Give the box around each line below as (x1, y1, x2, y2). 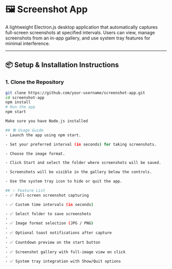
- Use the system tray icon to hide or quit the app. (5, 179, 123, 184)
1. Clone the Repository (5, 78, 64, 86)
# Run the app (5, 105, 36, 110)
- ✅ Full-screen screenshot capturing (5, 193, 89, 198)
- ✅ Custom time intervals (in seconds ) (5, 202, 94, 207)
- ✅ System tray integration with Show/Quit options (5, 259, 121, 264)
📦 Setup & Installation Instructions (5, 60, 119, 69)
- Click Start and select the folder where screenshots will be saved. (5, 160, 161, 165)
